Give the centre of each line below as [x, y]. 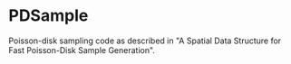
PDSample [48, 16]
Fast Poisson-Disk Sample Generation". [82, 50]
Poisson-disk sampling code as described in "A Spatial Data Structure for [145, 41]
